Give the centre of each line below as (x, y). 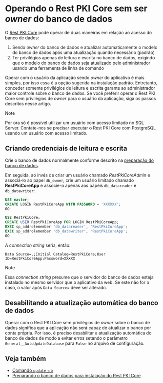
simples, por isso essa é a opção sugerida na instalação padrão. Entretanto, (81, 83)
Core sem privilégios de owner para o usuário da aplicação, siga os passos (81, 98)
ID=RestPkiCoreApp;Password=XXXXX (40, 258)
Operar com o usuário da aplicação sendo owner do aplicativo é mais (75, 77)
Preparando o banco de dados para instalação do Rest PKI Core (76, 376)
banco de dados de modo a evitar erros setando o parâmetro (66, 338)
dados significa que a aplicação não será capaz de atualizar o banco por (78, 328)
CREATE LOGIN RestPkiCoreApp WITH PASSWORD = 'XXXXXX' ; (63, 204)
